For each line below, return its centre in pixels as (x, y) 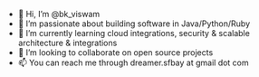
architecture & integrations (67, 43)
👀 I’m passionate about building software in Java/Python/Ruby (134, 24)
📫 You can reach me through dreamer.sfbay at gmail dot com (133, 63)
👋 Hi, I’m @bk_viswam (59, 14)
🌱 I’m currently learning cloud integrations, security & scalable (134, 33)
